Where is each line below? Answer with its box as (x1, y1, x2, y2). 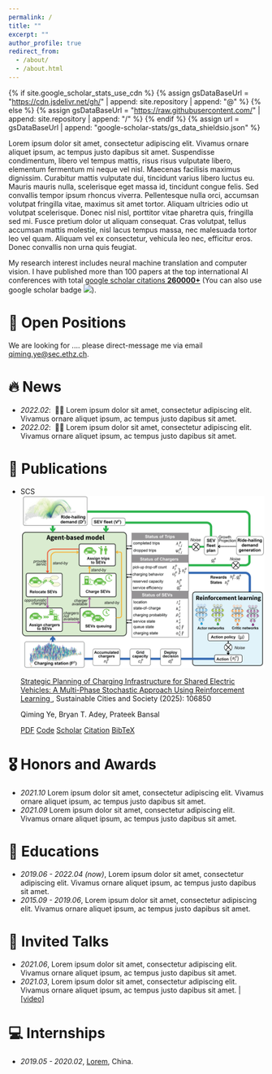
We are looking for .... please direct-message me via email (8, 340, 203, 350)
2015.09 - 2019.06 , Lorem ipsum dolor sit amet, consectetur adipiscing (19, 896, 257, 905)
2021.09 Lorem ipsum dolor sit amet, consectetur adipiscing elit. (19, 805, 235, 815)
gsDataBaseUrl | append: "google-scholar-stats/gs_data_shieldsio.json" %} (8, 122, 261, 132)
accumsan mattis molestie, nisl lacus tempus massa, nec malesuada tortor (8, 225, 257, 235)
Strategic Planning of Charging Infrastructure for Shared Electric (19, 677, 235, 686)
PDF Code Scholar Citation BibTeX (19, 725, 136, 735)
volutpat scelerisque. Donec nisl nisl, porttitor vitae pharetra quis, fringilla (8, 208, 254, 217)
